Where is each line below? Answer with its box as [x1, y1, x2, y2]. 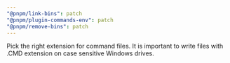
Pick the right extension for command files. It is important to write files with [6, 42, 224, 51]
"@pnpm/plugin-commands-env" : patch [6, 17, 114, 24]
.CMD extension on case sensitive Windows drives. [6, 49, 155, 57]
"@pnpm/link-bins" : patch [6, 10, 82, 17]
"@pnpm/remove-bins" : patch [6, 23, 89, 30]
